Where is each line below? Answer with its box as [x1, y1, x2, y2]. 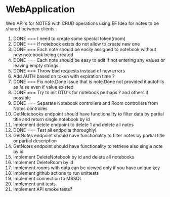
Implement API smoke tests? [13, 186, 72, 192]
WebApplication [6, 4, 75, 15]
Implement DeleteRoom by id [13, 159, 74, 165]
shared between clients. [6, 25, 56, 31]
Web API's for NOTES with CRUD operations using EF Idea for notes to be [6, 20, 159, 26]
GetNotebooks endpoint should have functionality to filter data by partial [13, 110, 164, 117]
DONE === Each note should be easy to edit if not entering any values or [13, 57, 165, 63]
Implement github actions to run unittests [13, 170, 99, 176]
